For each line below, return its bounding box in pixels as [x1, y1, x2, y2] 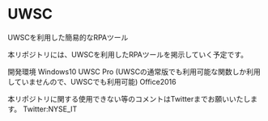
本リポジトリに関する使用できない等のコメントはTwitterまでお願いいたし [7, 94, 251, 103]
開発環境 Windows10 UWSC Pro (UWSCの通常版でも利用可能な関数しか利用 [7, 66, 261, 77]
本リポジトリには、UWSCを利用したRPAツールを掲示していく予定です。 [7, 49, 249, 59]
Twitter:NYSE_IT [23, 104, 78, 114]
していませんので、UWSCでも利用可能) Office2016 [7, 77, 177, 86]
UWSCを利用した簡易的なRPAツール [7, 32, 129, 42]
